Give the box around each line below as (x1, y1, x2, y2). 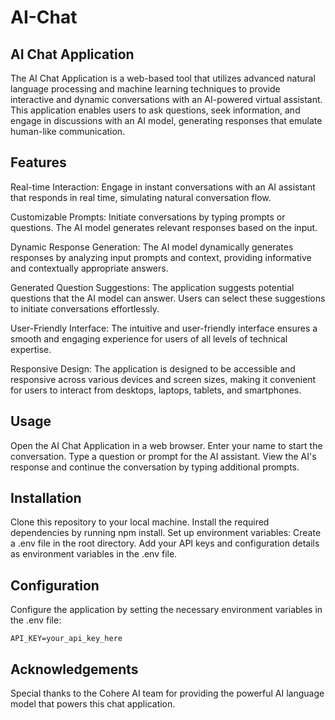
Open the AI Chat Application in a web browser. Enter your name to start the (10, 439, 323, 451)
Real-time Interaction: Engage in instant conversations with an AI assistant (10, 181, 316, 193)
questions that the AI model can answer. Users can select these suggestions (10, 292, 326, 304)
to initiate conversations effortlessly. (10, 302, 160, 315)
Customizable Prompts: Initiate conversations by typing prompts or (10, 211, 286, 223)
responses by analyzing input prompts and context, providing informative (10, 251, 312, 263)
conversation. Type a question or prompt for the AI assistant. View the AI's (10, 450, 317, 462)
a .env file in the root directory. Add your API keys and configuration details (10, 537, 320, 550)
